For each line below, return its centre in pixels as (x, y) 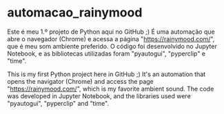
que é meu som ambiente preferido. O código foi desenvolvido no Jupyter (112, 46)
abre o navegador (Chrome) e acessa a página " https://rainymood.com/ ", (111, 38)
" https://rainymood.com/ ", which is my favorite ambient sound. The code (111, 89)
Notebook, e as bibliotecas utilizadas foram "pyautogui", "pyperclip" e (106, 54)
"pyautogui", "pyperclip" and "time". (58, 103)
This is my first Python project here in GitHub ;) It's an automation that (106, 74)
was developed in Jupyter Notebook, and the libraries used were (99, 96)
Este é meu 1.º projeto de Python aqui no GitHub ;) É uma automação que (111, 32)
